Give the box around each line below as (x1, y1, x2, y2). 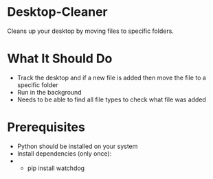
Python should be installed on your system (16, 142, 138, 150)
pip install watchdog (27, 164, 85, 172)
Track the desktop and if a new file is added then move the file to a (16, 73, 206, 82)
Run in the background (16, 88, 82, 96)
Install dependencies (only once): (16, 149, 112, 158)
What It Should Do (7, 51, 113, 67)
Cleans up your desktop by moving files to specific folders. (7, 27, 174, 35)
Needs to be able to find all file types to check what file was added (16, 95, 206, 104)
